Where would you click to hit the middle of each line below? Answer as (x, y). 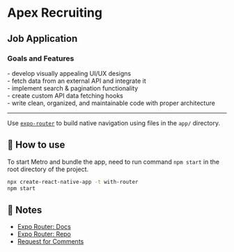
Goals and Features (41, 58)
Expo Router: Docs (44, 227)
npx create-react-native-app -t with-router (73, 182)
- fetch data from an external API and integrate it (77, 81)
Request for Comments (50, 242)
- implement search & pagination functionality (73, 88)
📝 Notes (25, 210)
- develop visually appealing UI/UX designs (69, 73)
